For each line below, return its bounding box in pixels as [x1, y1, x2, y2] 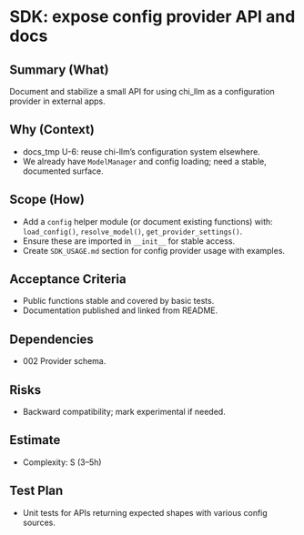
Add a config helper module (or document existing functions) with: [22, 216, 273, 227]
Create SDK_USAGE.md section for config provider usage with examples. [22, 245, 285, 256]
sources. [22, 517, 56, 528]
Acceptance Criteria [9, 271, 127, 288]
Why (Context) [9, 122, 96, 137]
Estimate [9, 432, 61, 448]
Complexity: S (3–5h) [22, 457, 102, 468]
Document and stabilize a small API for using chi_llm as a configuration [9, 86, 275, 96]
